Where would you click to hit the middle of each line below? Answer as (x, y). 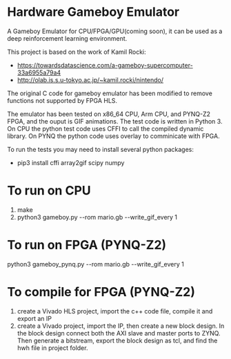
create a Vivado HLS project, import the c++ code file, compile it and (115, 311)
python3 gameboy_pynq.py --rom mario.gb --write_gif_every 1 (96, 264)
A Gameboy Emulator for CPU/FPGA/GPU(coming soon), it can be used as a (115, 31)
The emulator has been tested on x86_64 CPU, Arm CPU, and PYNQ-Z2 (109, 114)
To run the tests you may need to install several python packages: (101, 149)
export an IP (34, 318)
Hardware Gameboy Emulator (93, 12)
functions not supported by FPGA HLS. (62, 100)
